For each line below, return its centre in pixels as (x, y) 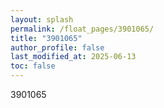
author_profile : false (57, 47)
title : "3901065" (46, 38)
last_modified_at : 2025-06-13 (73, 57)
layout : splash (42, 19)
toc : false (33, 66)
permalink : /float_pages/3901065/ (82, 29)
